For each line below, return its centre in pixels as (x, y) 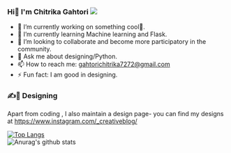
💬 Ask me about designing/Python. (67, 56)
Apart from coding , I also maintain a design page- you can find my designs (115, 113)
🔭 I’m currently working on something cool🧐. (81, 27)
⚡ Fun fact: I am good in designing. (67, 75)
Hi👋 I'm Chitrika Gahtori (48, 12)
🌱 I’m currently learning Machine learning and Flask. (92, 34)
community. (34, 49)
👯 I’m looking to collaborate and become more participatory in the (112, 42)
